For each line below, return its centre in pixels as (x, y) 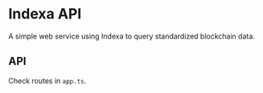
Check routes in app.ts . (47, 80)
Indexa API (45, 14)
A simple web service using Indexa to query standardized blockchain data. (132, 36)
